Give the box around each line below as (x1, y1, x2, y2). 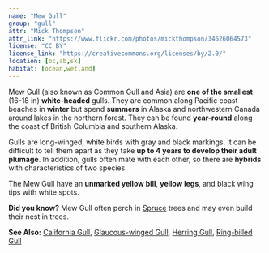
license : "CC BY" (8, 42, 67, 50)
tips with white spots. (8, 187, 79, 197)
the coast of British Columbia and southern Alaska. (8, 121, 178, 131)
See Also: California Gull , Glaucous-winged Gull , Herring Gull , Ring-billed (8, 227, 253, 237)
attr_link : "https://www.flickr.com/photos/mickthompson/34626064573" (8, 34, 252, 43)
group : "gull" (8, 19, 57, 28)
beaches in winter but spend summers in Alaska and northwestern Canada (8, 104, 261, 114)
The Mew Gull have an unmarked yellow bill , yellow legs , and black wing (8, 178, 254, 188)
